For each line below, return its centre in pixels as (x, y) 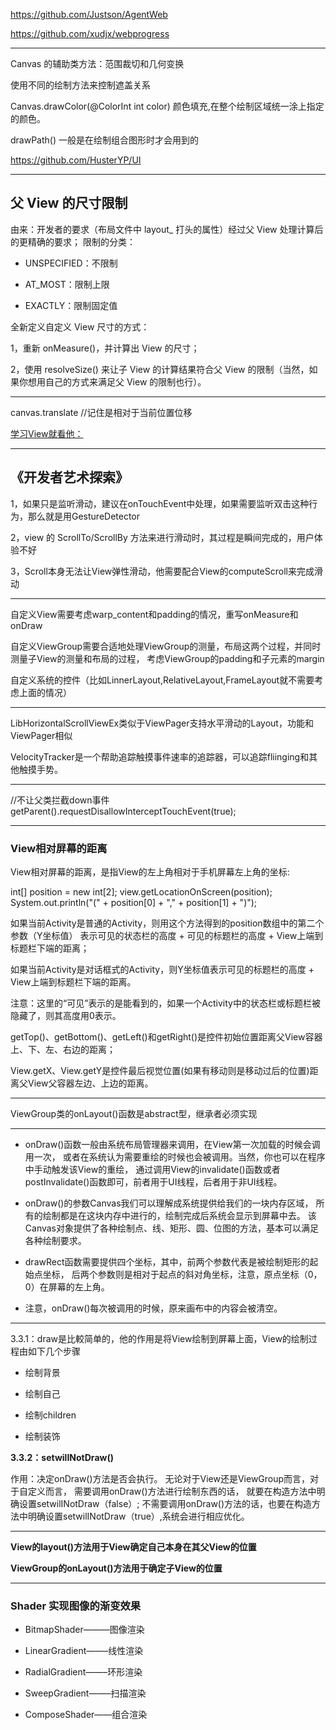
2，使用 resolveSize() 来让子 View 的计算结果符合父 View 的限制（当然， (160, 369)
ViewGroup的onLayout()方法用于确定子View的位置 (116, 1568)
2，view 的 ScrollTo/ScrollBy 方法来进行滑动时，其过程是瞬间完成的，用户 (162, 537)
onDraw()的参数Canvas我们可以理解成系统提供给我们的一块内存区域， (169, 1203)
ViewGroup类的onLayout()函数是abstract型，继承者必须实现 (134, 1113)
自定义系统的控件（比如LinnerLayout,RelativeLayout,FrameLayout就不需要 (162, 680)
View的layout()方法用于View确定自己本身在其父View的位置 (133, 1546)
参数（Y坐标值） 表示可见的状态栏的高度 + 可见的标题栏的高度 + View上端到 (167, 935)
